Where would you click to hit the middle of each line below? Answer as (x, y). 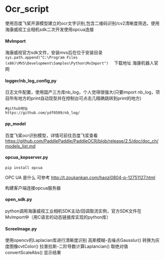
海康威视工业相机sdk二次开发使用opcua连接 (50, 29)
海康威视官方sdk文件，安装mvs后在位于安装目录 (54, 53)
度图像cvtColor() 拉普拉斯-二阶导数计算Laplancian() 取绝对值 (67, 246)
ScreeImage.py (21, 229)
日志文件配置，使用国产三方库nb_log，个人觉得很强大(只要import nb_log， (80, 92)
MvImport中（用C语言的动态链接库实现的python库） (58, 217)
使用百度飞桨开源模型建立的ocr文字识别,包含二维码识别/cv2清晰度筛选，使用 (82, 23)
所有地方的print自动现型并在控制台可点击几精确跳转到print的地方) (75, 98)
